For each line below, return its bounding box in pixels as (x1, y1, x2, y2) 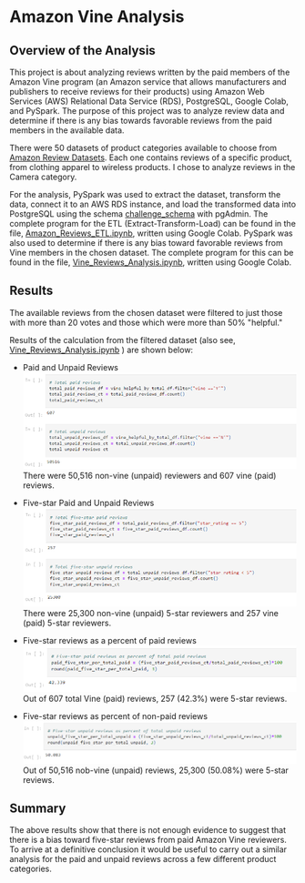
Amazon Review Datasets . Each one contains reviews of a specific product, (9, 152, 293, 163)
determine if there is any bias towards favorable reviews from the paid (9, 116, 272, 126)
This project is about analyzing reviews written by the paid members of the (9, 66, 290, 77)
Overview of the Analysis (9, 43, 157, 58)
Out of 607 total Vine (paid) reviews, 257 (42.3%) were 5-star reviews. (22, 693, 288, 704)
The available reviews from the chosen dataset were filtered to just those (9, 307, 283, 318)
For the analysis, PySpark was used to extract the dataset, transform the (9, 189, 281, 199)
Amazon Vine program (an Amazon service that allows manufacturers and (9, 76, 287, 87)
